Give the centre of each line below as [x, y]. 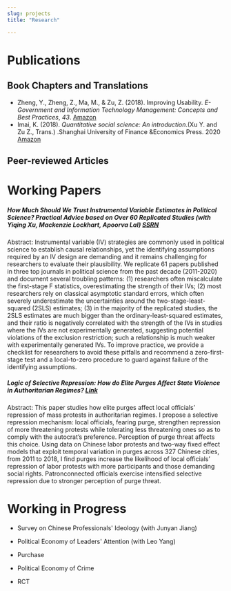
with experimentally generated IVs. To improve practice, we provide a [106, 345]
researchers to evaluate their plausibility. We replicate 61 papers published [113, 264]
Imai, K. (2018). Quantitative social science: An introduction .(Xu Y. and [117, 124]
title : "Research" [33, 20]
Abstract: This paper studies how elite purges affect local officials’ [101, 408]
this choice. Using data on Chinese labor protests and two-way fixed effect [114, 444]
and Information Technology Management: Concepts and [136, 110]
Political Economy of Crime [56, 568]
